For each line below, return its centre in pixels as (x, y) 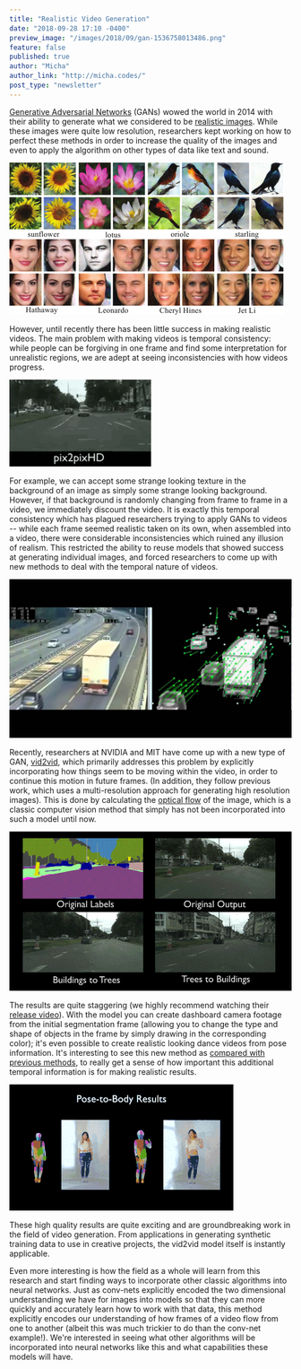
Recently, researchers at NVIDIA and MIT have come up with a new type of (147, 753)
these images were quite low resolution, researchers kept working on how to (150, 131)
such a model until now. (53, 819)
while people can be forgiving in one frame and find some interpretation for (148, 348)
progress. (27, 367)
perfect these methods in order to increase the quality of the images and (143, 140)
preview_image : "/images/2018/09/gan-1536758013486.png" (118, 38)
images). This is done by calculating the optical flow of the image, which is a (150, 800)
